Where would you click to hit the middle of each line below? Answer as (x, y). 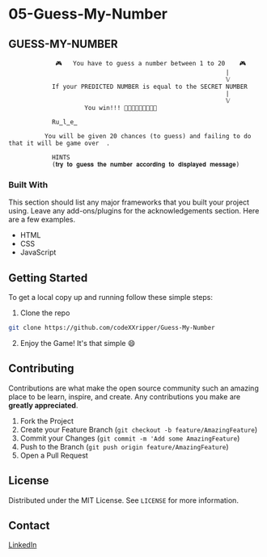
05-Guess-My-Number (88, 14)
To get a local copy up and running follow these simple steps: (110, 297)
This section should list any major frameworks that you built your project (129, 202)
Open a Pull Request (54, 455)
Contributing (41, 369)
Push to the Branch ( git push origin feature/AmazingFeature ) (124, 446)
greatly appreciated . (43, 405)
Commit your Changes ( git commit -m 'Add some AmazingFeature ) (130, 438)
